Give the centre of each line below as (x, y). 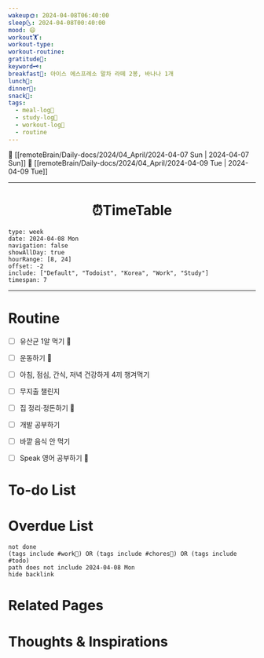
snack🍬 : (21, 96)
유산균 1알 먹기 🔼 (45, 341)
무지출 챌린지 (40, 391)
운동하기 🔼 (36, 357)
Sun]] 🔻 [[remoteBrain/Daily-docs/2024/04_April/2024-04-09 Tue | (117, 163)
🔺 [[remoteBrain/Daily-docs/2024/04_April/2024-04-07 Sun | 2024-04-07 (129, 155)
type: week (26, 232)
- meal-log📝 (35, 111)
